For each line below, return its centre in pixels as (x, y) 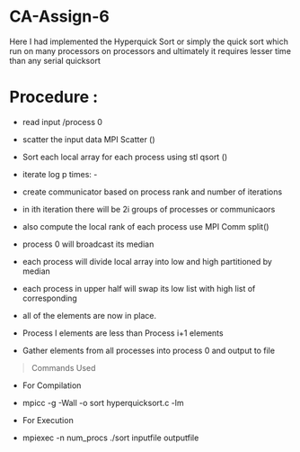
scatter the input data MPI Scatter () (88, 139)
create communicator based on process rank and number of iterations (152, 192)
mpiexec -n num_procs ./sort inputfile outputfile (110, 438)
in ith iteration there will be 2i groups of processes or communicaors (149, 209)
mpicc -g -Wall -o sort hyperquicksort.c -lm (103, 402)
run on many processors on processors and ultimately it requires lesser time (150, 50)
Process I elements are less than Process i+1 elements (123, 333)
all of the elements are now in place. (89, 315)
